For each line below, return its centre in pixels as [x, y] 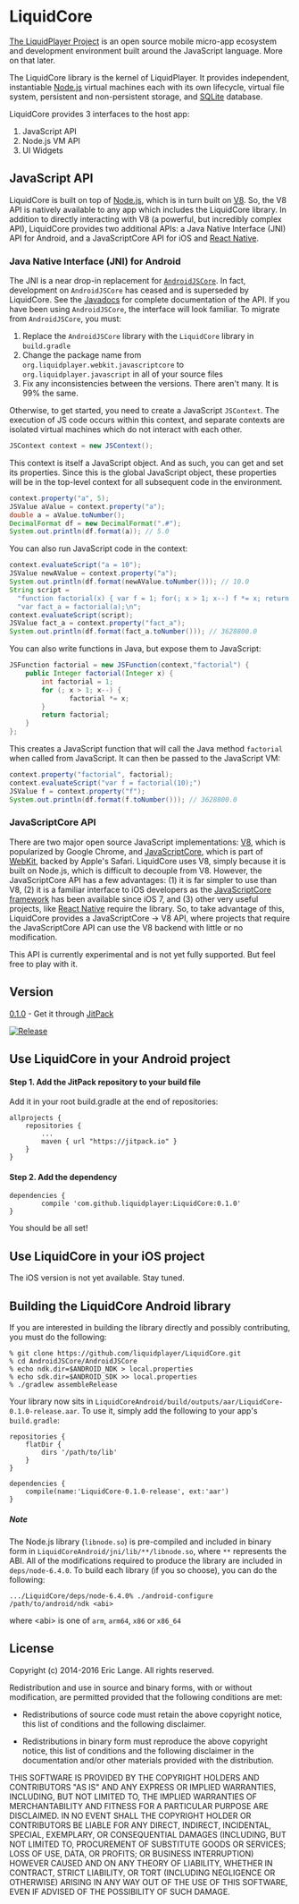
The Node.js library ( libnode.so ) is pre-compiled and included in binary [141, 1542]
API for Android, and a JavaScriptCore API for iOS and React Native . [134, 238]
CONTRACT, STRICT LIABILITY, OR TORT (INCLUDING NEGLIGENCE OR [142, 1873]
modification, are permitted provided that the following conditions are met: [146, 1696]
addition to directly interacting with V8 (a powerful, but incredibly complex [146, 219]
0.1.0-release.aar [43, 1412]
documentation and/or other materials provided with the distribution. [148, 1760]
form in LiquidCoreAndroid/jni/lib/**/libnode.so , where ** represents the [148, 1551]
